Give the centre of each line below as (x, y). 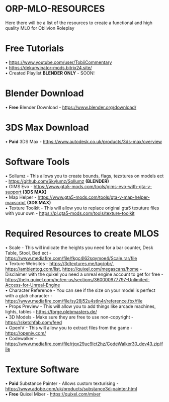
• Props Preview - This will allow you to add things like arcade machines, (80, 306)
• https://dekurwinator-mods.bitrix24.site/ (49, 67)
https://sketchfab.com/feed (33, 322)
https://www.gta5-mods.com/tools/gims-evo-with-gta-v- (93, 186)
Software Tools (37, 162)
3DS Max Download (47, 128)
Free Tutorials (35, 49)
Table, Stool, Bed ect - (28, 253)
